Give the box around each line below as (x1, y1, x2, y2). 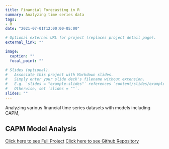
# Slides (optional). (5, 67, 51, 72)
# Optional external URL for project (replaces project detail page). (5, 35, 156, 40)
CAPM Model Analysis (5, 124, 77, 133)
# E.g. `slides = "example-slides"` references (5, 82, 112, 87)
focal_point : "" (10, 58, 44, 63)
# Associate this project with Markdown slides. (5, 72, 114, 77)
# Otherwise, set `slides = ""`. (5, 86, 80, 91)
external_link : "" (5, 40, 44, 45)
